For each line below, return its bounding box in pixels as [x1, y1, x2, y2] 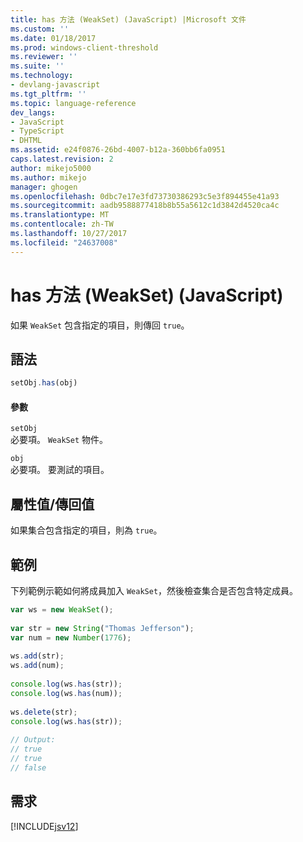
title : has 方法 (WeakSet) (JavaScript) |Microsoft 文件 [10, 14, 247, 25]
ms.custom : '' [10, 24, 70, 34]
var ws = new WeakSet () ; [10, 605, 114, 615]
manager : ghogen [10, 182, 78, 192]
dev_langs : [10, 107, 56, 118]
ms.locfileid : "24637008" [10, 237, 118, 248]
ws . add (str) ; [10, 651, 65, 661]
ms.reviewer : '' [10, 52, 78, 62]
